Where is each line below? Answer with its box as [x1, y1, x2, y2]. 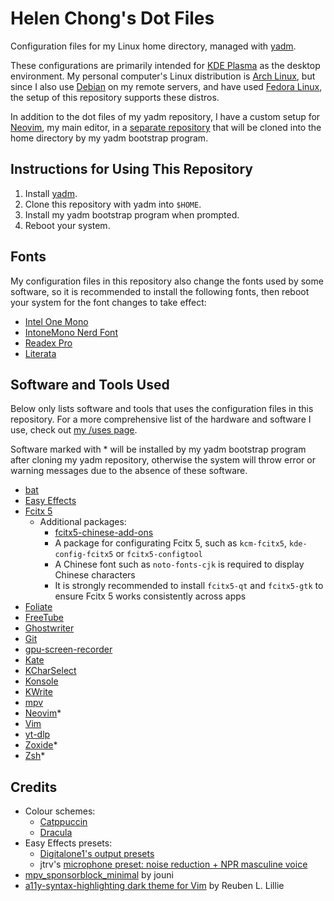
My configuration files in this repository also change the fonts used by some [10, 275, 324, 287]
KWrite [24, 686, 53, 698]
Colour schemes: [24, 805, 96, 817]
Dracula [39, 827, 73, 839]
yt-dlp [24, 728, 51, 741]
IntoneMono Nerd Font [24, 326, 118, 338]
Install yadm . [24, 187, 78, 199]
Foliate [24, 601, 53, 613]
